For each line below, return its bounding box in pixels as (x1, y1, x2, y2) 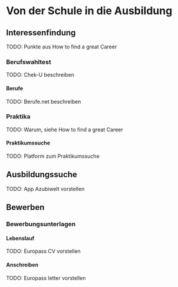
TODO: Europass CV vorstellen (6, 248, 81, 255)
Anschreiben (6, 261, 39, 268)
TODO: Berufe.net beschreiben (6, 98, 81, 105)
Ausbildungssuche (6, 170, 78, 180)
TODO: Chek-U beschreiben (6, 71, 75, 78)
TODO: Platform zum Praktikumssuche (6, 153, 100, 160)
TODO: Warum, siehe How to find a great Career (6, 126, 124, 133)
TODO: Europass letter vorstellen (6, 274, 86, 281)
